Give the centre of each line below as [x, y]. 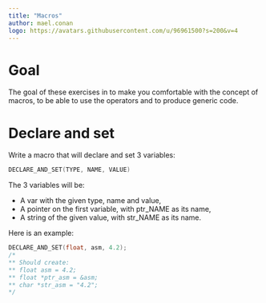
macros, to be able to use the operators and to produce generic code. [123, 101]
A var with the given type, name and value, [91, 201]
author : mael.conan [41, 23]
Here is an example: [41, 233]
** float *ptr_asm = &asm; [53, 277]
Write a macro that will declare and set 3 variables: [92, 155]
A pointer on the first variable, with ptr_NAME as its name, [115, 209]
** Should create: [39, 262]
